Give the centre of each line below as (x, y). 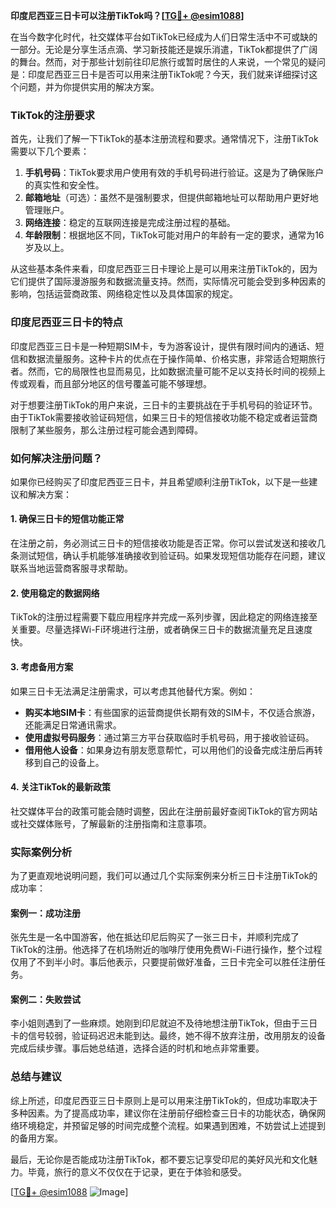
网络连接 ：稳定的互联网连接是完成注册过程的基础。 (130, 223)
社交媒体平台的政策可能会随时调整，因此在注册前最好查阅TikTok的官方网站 (164, 811)
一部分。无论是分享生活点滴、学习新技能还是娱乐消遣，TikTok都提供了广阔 (164, 49)
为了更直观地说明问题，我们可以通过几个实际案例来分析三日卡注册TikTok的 (164, 875)
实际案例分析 (41, 852)
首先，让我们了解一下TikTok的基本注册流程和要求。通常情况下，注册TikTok (164, 139)
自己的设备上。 (73, 762)
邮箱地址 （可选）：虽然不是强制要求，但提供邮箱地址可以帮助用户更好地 (171, 198)
